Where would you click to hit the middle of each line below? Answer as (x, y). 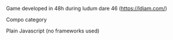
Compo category (26, 19)
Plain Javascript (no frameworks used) (53, 31)
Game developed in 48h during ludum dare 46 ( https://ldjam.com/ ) (86, 8)
